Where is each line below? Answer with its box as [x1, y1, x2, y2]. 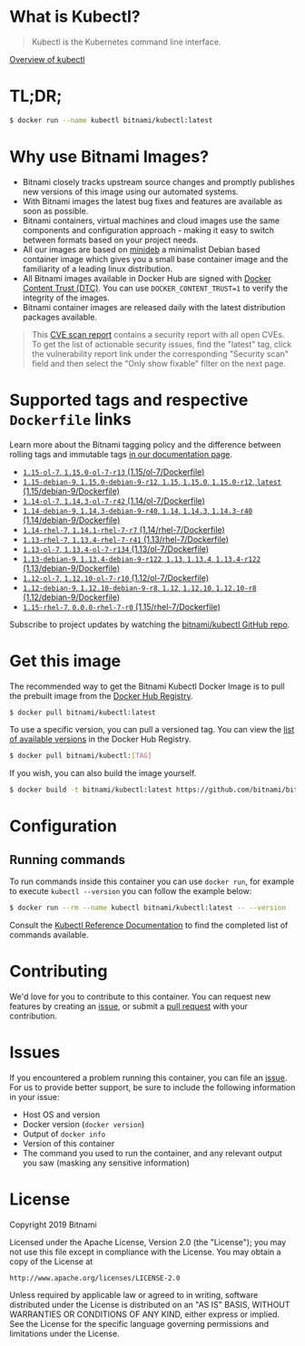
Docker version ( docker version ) [22, 1118, 145, 1129]
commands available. [9, 929, 89, 940]
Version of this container [22, 1137, 115, 1149]
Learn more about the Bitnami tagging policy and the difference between [9, 438, 281, 450]
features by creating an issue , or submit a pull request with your [9, 1001, 248, 1011]
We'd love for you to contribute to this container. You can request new [9, 991, 271, 1002]
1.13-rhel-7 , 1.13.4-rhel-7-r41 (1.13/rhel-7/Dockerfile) [22, 534, 230, 545]
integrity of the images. [22, 292, 111, 303]
